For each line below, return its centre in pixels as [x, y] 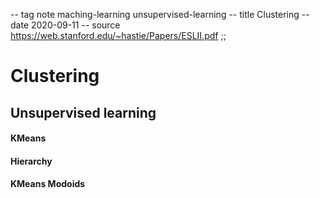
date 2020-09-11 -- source [65, 25]
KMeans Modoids [48, 184]
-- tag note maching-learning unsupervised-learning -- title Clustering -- [160, 14]
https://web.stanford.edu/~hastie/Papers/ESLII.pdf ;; [118, 35]
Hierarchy [31, 161]
